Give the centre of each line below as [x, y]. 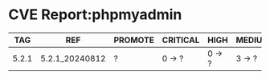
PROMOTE [134, 40]
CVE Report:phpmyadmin [95, 15]
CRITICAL [181, 40]
